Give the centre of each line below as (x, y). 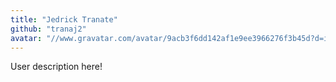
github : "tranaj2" (48, 29)
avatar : (26, 38)
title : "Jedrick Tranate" (64, 19)
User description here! (56, 67)
